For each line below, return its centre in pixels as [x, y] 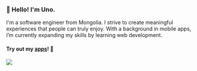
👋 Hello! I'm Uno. [31, 10]
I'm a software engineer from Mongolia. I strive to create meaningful [90, 23]
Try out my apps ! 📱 [30, 49]
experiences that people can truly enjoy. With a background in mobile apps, [99, 29]
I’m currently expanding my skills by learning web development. [84, 35]
